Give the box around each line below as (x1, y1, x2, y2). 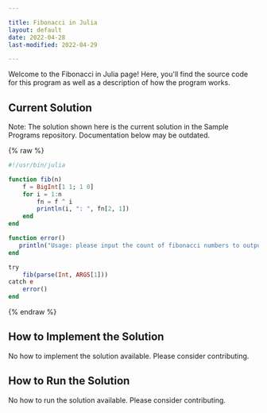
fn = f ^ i (37, 198, 73, 206)
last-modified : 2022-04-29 (8, 41, 98, 48)
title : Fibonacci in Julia (8, 18, 98, 26)
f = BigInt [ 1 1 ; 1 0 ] (22, 183, 94, 191)
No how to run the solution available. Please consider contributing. (8, 395, 226, 405)
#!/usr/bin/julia (8, 161, 66, 169)
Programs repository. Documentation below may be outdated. (8, 130, 211, 140)
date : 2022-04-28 (8, 33, 66, 41)
